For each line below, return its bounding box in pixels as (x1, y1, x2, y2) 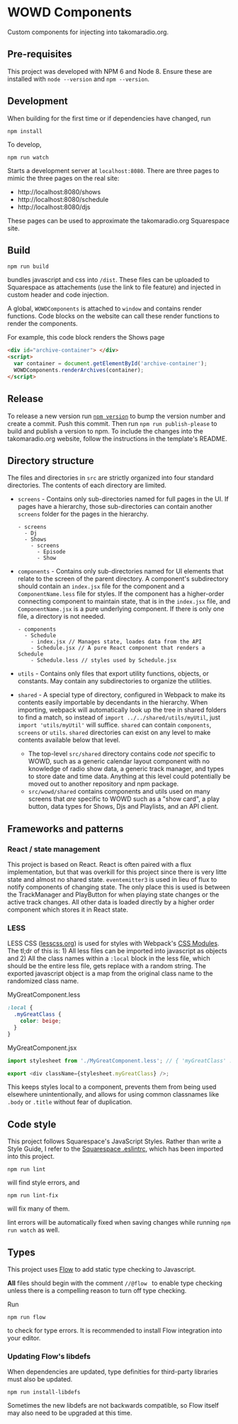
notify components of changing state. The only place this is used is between (7, 883, 230, 892)
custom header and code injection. (7, 291, 109, 299)
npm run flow (7, 1314, 46, 1321)
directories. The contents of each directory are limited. (7, 481, 166, 490)
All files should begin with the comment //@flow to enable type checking (7, 1279, 223, 1287)
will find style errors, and (7, 1178, 80, 1187)
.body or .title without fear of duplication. (7, 1098, 132, 1106)
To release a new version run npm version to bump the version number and (7, 412, 225, 420)
